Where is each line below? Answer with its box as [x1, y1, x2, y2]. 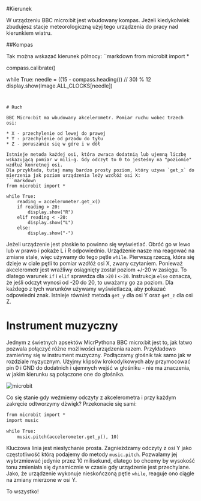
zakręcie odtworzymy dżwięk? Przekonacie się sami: [6, 400, 137, 407]
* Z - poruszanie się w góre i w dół [6, 141, 101, 147]
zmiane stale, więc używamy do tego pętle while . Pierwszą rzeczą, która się [6, 253, 195, 260]
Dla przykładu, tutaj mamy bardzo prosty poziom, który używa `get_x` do [6, 167, 195, 173]
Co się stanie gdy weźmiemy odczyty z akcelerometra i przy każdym [6, 394, 176, 401]
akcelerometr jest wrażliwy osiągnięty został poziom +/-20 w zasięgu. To [6, 266, 187, 273]
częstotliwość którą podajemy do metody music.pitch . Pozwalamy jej [6, 451, 178, 458]
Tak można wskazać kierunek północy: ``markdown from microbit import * [6, 53, 190, 59]
